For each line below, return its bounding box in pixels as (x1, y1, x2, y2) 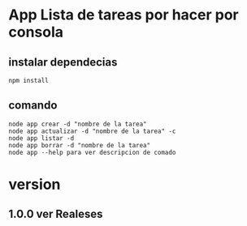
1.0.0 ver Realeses (8, 207, 103, 221)
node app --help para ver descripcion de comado (8, 148, 176, 156)
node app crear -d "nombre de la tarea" (8, 120, 148, 128)
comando (8, 99, 58, 113)
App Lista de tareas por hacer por (8, 6, 240, 24)
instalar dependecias (8, 55, 118, 69)
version (8, 176, 61, 194)
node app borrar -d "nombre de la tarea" (8, 141, 151, 149)
